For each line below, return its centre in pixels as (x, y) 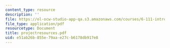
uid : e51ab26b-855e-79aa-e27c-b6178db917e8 (52, 38)
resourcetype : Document (30, 28)
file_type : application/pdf (35, 24)
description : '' (22, 14)
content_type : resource (30, 10)
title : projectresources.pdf (36, 33)
